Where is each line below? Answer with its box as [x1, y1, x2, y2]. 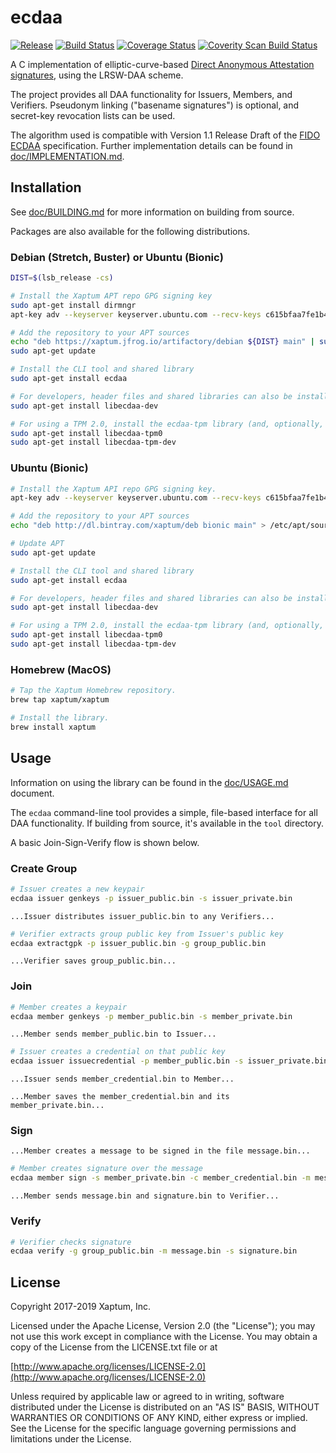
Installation [10, 179, 82, 196]
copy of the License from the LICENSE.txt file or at [10, 1341, 218, 1353]
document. [10, 787, 55, 799]
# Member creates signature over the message [10, 1164, 203, 1174]
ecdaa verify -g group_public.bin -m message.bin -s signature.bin [10, 1246, 298, 1256]
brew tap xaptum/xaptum [10, 695, 110, 705]
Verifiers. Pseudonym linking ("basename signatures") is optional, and [10, 99, 300, 111]
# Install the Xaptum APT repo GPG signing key [10, 291, 213, 301]
